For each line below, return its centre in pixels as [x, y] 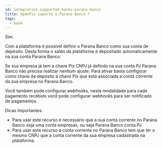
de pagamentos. [21, 101]
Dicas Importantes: [24, 111]
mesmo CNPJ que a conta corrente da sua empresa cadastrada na [79, 135]
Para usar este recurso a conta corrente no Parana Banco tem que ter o [83, 130]
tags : [10, 18]
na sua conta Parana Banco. [33, 57]
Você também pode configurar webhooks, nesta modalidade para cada [76, 91]
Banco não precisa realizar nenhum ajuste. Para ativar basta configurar [76, 71]
